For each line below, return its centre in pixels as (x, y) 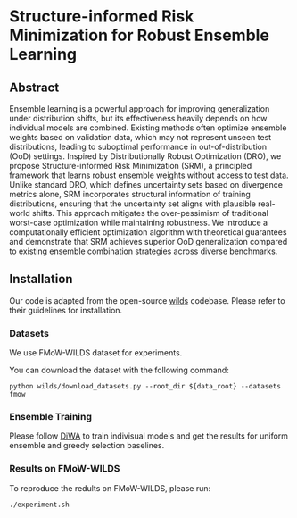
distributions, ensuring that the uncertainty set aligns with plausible (133, 204)
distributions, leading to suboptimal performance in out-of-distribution (138, 146)
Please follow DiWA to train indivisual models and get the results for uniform (148, 436)
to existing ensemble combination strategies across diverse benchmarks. (144, 251)
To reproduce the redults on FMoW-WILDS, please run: (110, 488)
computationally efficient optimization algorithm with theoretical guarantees (148, 232)
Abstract (34, 87)
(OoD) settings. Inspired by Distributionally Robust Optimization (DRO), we (145, 156)
